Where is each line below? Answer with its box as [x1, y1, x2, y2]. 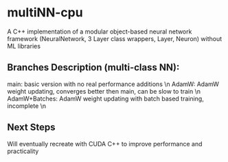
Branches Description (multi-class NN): [7, 62, 180, 73]
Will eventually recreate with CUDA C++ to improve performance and [7, 139, 203, 148]
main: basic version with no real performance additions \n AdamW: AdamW [7, 80, 220, 88]
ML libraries [7, 42, 41, 50]
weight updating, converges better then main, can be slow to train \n [7, 87, 201, 95]
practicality [7, 147, 39, 155]
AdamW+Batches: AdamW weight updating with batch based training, [7, 94, 204, 103]
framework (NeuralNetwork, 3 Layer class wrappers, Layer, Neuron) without [7, 34, 223, 42]
